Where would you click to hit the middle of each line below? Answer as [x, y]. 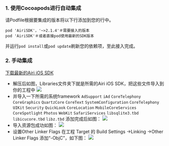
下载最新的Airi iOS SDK [30, 73]
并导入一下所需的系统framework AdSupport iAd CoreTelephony [77, 96]
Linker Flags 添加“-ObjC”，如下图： [50, 138]
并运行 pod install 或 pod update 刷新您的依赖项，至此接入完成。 [72, 46]
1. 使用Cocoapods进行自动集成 [43, 8]
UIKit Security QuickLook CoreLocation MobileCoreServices [74, 108]
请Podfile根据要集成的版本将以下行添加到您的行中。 [59, 20]
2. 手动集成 [19, 61]
